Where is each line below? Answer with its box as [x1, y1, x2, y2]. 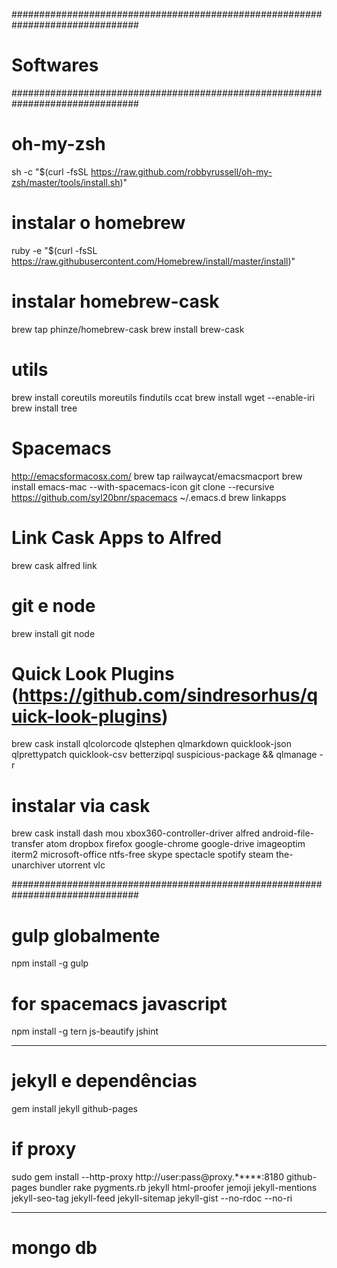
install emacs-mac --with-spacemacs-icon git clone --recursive [11, 480, 275, 493]
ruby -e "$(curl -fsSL [11, 244, 98, 256]
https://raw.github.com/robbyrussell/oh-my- [90, 165, 273, 178]
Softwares [11, 54, 99, 77]
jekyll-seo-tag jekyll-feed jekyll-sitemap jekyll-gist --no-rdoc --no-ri [11, 1192, 293, 1204]
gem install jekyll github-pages [11, 1103, 138, 1115]
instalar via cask [11, 794, 151, 817]
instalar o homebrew [11, 212, 186, 234]
